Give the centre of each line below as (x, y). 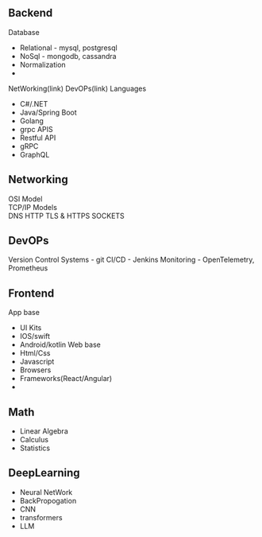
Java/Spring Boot (48, 112)
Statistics (35, 448)
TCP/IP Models (33, 207)
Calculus (34, 440)
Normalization (42, 64)
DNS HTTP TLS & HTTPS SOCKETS (66, 216)
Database (24, 32)
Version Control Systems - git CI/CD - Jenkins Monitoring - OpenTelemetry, (131, 260)
